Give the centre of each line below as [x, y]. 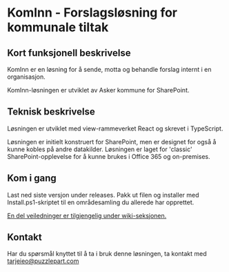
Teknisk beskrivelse [51, 112]
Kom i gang [32, 178]
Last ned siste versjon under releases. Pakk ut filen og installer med [103, 195]
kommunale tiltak [58, 27]
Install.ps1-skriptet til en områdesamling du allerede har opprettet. [101, 202]
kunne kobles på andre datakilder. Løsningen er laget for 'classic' [100, 149]
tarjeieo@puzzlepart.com [43, 261]
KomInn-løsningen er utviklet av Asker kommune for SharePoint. [98, 90]
